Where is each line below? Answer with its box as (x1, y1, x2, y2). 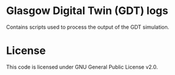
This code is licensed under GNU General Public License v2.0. (6, 63, 158, 70)
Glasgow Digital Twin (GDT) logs (6, 4, 168, 18)
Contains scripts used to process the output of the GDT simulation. (6, 23, 170, 30)
